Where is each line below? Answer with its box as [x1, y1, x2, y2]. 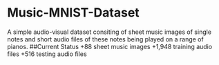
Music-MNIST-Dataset [7, 5, 140, 21]
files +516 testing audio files [7, 50, 88, 58]
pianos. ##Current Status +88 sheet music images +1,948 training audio [7, 42, 213, 50]
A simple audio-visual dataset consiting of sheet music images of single [7, 28, 212, 36]
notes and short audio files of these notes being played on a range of [7, 35, 204, 43]
